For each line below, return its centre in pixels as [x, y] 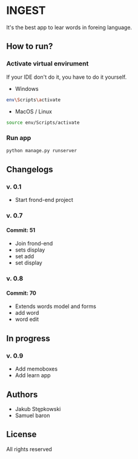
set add [25, 256]
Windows [27, 89]
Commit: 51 [21, 230]
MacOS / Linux [34, 111]
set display [28, 263]
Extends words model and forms [56, 306]
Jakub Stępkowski [38, 409]
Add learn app [33, 375]
